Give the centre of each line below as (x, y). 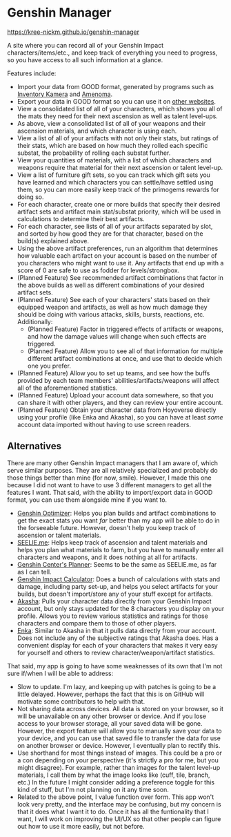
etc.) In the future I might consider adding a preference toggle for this (116, 782)
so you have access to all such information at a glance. (85, 59)
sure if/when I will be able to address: (60, 673)
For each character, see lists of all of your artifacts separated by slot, (115, 226)
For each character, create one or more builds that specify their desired (119, 204)
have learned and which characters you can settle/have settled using (115, 182)
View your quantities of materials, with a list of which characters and (114, 160)
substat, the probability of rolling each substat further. (94, 153)
